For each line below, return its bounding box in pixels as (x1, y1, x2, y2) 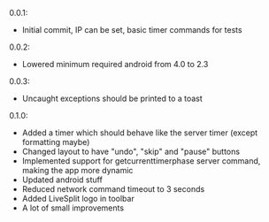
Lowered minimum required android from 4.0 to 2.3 (21, 59, 209, 69)
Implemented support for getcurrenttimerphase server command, (21, 156, 261, 166)
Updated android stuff (21, 174, 104, 185)
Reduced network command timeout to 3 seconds (21, 184, 205, 194)
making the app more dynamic (21, 165, 134, 175)
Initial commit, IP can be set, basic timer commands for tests (21, 25, 242, 34)
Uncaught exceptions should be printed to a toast (21, 93, 204, 103)
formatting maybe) (21, 137, 90, 147)
